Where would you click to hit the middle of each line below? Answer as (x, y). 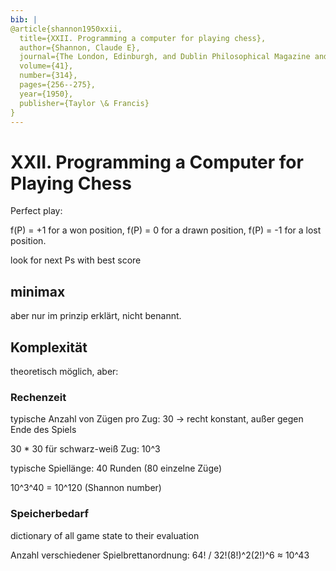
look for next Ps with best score (76, 260)
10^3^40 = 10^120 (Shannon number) (86, 488)
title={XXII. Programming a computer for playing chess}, (143, 38)
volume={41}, (46, 66)
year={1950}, (46, 94)
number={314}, (48, 76)
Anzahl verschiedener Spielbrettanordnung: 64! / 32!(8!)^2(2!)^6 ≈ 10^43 (160, 555)
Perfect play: (36, 211)
